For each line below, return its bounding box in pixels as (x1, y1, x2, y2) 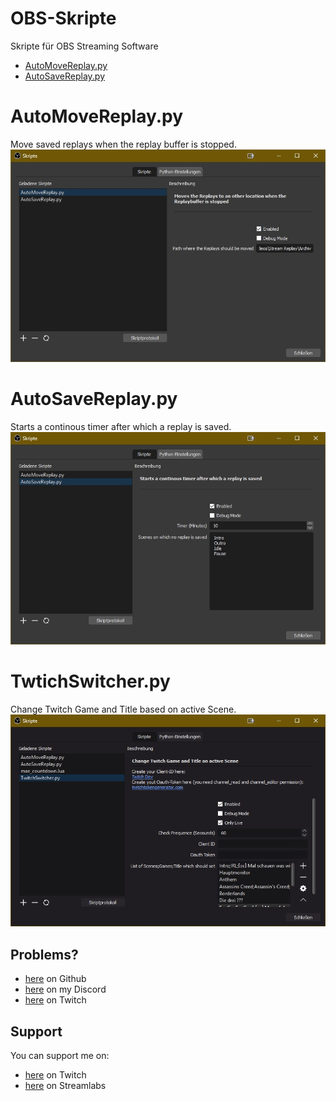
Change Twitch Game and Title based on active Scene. (10, 703, 237, 715)
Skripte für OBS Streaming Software (10, 40, 159, 52)
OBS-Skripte (10, 7, 117, 30)
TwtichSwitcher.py (10, 670, 171, 692)
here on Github (24, 973, 87, 985)
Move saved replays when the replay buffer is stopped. (10, 138, 237, 150)
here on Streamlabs (24, 1080, 107, 1092)
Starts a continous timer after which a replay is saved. (10, 420, 232, 432)
